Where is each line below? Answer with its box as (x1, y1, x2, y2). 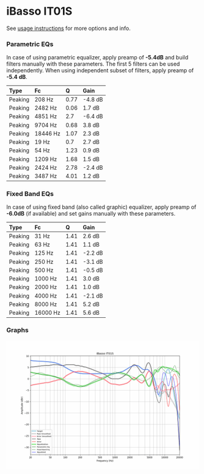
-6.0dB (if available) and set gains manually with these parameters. (6, 210, 176, 217)
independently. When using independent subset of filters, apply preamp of (6, 67, 194, 74)
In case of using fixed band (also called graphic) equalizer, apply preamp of (6, 203, 197, 211)
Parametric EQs (6, 40, 54, 48)
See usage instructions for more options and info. (6, 24, 131, 32)
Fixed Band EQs (6, 189, 54, 198)
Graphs (6, 326, 29, 334)
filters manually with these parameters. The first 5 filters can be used (6, 60, 180, 68)
